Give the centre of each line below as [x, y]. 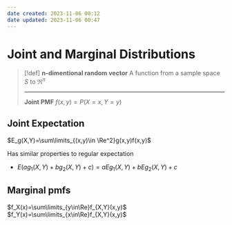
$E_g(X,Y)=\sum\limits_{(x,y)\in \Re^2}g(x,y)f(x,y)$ [79, 140]
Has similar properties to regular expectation [70, 153]
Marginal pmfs [39, 190]
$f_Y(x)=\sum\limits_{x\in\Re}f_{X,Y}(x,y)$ [67, 214]
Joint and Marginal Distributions [101, 54]
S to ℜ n [35, 81]
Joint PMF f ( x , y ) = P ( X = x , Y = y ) [73, 102]
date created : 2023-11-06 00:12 [54, 13]
